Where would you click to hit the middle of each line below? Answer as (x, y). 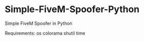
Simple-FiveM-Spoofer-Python (72, 9)
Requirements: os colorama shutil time (45, 33)
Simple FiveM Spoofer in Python (39, 23)
